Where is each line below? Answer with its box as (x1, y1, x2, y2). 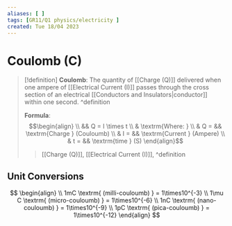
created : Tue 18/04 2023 (7, 23, 79, 30)
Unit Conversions (7, 171, 85, 182)
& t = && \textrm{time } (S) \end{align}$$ (67, 137, 184, 146)
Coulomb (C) (7, 53, 82, 69)
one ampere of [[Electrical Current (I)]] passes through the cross (24, 83, 210, 92)
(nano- (197, 196, 217, 205)
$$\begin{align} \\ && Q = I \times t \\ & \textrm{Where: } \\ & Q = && (28, 122, 222, 130)
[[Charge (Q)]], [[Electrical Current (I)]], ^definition (41, 150, 186, 159)
